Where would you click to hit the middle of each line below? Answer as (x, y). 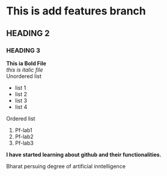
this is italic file (25, 70)
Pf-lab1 (24, 130)
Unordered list (24, 76)
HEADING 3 (23, 50)
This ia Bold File (26, 63)
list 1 (20, 88)
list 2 (21, 94)
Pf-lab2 (24, 136)
